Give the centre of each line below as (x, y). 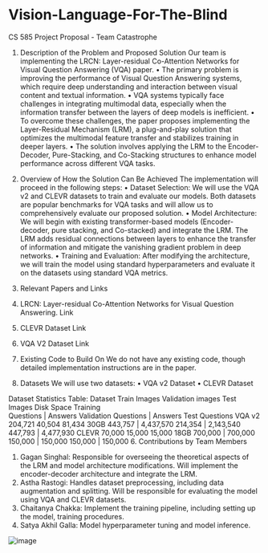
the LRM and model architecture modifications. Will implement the (129, 465)
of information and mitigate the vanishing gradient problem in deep (130, 247)
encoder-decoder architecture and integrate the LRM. (109, 474)
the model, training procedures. (72, 516)
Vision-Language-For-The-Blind (118, 15)
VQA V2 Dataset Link (55, 344)
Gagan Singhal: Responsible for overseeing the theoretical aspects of (134, 457)
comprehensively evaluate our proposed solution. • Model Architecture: (138, 213)
